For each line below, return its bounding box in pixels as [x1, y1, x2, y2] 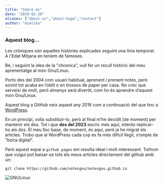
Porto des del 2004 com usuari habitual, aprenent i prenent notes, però [5, 77, 148, 83]
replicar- [136, 121, 154, 127]
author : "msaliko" [5, 20, 42, 26]
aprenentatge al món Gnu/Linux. [5, 67, 70, 73]
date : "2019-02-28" [5, 12, 45, 17]
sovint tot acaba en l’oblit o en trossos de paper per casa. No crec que [5, 82, 146, 88]
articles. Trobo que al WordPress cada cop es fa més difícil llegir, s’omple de [5, 132, 158, 137]
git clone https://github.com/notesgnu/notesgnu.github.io [5, 166, 127, 171]
